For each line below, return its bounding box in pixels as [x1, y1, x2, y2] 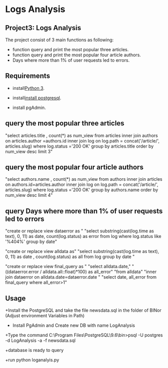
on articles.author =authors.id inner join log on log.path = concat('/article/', [5, 138, 159, 144]
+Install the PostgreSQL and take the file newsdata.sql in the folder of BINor [5, 307, 161, 313]
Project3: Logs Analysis [5, 24, 81, 32]
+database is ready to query [5, 347, 64, 353]
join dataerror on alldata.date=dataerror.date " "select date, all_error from [5, 274, 157, 280]
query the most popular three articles [5, 119, 124, 128]
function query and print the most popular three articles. [12, 47, 129, 52]
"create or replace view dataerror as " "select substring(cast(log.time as [5, 228, 154, 234]
